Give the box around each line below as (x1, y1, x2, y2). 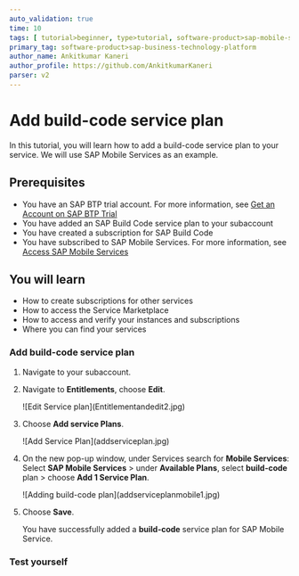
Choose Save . (21, 506, 75, 517)
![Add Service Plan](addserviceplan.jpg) (21, 435, 170, 446)
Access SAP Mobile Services (21, 246, 129, 257)
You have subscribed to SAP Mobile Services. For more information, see (21, 236, 287, 247)
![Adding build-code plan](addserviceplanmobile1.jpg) (21, 489, 221, 499)
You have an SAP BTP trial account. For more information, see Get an (21, 199, 276, 210)
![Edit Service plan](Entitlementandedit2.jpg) (21, 401, 185, 412)
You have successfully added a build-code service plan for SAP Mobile (21, 523, 285, 534)
